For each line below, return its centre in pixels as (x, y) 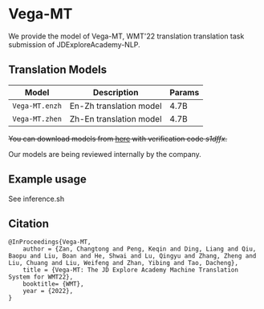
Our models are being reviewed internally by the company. (105, 154)
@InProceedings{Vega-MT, (50, 242)
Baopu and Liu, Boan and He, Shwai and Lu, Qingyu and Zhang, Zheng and (132, 256)
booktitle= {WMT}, (53, 284)
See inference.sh (37, 199)
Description (116, 92)
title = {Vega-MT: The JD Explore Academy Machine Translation (131, 270)
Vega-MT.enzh (37, 106)
